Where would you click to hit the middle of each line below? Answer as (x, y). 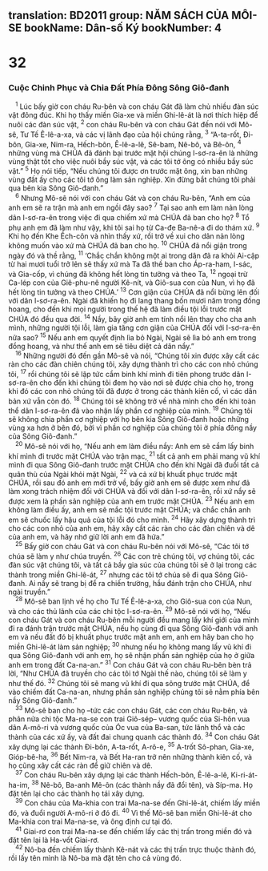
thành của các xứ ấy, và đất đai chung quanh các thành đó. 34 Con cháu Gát (134, 737)
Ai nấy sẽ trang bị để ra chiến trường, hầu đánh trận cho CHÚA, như (140, 583)
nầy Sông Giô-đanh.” (43, 700)
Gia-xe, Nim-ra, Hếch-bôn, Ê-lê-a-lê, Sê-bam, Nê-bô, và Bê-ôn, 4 (133, 143)
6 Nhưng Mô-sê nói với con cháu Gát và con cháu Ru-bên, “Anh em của (133, 197)
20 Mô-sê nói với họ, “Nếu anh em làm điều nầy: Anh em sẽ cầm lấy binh (135, 446)
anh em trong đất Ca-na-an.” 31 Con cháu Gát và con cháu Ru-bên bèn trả (130, 664)
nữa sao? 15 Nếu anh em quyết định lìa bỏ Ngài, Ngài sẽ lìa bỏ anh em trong (132, 337)
